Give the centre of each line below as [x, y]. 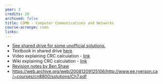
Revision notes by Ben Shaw [40, 66]
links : [12, 32]
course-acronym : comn [27, 28]
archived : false [21, 18]
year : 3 [13, 9]
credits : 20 [17, 14]
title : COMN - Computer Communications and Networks [60, 23]
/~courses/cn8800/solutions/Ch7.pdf [49, 76]
